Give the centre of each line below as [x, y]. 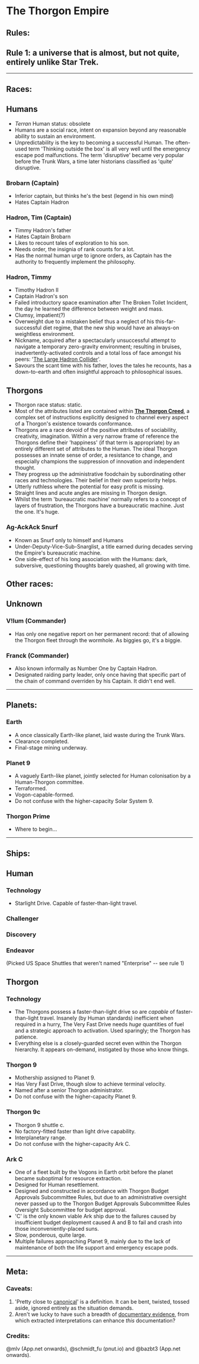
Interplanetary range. [41, 1137]
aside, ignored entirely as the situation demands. [74, 1308]
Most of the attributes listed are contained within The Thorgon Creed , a [102, 411]
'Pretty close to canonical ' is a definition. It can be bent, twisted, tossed [102, 1301]
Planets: [22, 705]
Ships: [18, 854]
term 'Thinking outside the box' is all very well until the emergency [110, 149]
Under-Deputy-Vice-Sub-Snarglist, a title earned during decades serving [104, 546]
